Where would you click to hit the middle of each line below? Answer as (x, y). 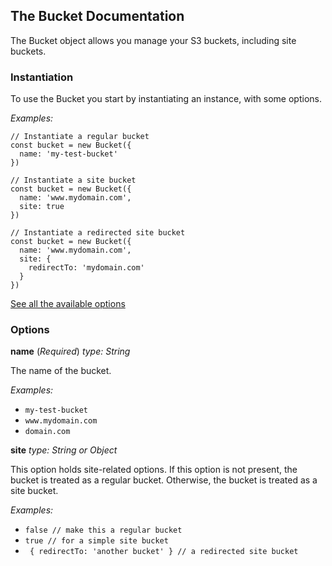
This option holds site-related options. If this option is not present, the (154, 470)
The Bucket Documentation (97, 16)
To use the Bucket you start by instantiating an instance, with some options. (166, 99)
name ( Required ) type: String (70, 351)
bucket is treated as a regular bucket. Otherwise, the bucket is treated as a (164, 480)
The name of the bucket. (61, 371)
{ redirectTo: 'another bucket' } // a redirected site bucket (164, 552)
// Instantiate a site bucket (73, 180)
